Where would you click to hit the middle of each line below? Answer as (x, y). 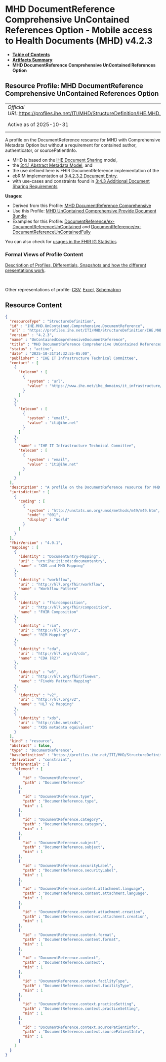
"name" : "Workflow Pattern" (48, 589)
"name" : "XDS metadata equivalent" (56, 727)
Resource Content (34, 305)
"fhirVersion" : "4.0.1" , (36, 543)
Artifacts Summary (32, 60)
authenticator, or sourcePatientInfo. (41, 150)
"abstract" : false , (31, 746)
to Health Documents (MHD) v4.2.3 (79, 41)
